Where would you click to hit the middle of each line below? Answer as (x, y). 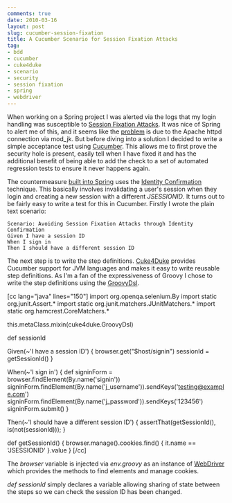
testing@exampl (201, 387)
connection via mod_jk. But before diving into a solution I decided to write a (115, 139)
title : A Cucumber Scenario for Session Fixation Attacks (92, 39)
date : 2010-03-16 (32, 20)
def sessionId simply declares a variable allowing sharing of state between (114, 484)
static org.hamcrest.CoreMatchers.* (58, 311)
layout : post (26, 26)
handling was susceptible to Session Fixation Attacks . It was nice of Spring (114, 124)
